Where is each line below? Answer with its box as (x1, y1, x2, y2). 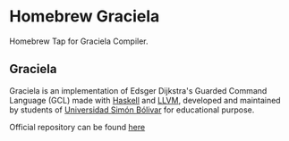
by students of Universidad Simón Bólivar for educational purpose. (9, 104, 255, 115)
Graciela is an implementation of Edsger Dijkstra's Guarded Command (9, 85, 268, 95)
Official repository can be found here (9, 121, 146, 132)
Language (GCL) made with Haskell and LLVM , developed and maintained (9, 95, 281, 105)
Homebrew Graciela (9, 6, 160, 27)
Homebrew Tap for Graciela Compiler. (9, 36, 149, 46)
